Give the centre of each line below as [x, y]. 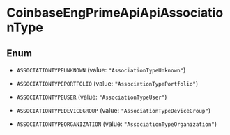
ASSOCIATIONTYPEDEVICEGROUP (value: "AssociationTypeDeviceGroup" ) [114, 110]
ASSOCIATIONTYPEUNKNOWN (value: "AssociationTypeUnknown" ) [101, 70]
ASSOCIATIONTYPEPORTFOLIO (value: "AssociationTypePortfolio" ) [107, 84]
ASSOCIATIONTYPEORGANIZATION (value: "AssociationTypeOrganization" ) [117, 124]
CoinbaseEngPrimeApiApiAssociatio [115, 13]
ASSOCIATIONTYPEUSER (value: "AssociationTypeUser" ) [92, 97]
